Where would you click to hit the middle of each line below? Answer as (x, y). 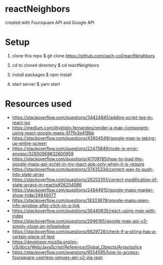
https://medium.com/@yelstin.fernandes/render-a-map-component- (81, 127)
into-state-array (28, 174)
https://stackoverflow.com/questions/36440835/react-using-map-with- (84, 210)
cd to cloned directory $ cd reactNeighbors (55, 65)
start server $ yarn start (36, 84)
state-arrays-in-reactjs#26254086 (47, 184)
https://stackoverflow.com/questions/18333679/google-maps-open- (81, 200)
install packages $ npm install (42, 75)
